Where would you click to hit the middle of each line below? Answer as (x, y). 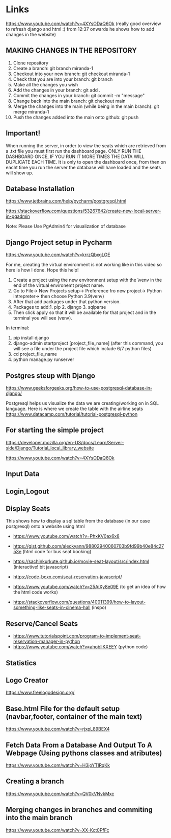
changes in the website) (31, 34)
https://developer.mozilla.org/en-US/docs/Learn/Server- (65, 442)
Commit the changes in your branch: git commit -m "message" (79, 95)
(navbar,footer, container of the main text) (74, 717)
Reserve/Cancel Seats (42, 624)
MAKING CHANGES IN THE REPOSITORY (71, 50)
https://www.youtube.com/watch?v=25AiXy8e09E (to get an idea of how (89, 587)
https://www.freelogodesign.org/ (40, 693)
